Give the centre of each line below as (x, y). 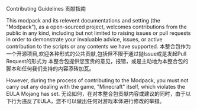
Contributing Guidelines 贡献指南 (46, 9)
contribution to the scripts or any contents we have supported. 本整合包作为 (98, 46)
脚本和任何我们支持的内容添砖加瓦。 (50, 69)
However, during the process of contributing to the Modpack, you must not (97, 80)
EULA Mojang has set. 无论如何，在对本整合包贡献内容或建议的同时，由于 (96, 94)
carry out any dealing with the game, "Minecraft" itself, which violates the (96, 87)
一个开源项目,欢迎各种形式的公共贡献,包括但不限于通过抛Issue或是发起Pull (96, 54)
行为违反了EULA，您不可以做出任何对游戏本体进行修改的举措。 (88, 101)
